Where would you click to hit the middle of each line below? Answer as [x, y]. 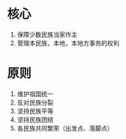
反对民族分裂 [35, 102]
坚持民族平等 [35, 111]
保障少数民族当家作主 [47, 34]
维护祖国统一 [35, 94]
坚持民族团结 [35, 119]
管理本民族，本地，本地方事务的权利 [68, 43]
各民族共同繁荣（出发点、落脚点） [65, 128]
